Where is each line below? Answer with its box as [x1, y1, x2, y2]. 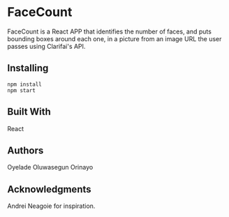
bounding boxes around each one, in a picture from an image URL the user [7, 34, 222, 43]
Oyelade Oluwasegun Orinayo [7, 163, 94, 172]
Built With [7, 106, 51, 118]
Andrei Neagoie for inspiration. [7, 202, 96, 210]
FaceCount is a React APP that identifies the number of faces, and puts [7, 27, 212, 36]
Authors [7, 144, 44, 156]
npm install [7, 81, 42, 88]
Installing [7, 62, 49, 74]
